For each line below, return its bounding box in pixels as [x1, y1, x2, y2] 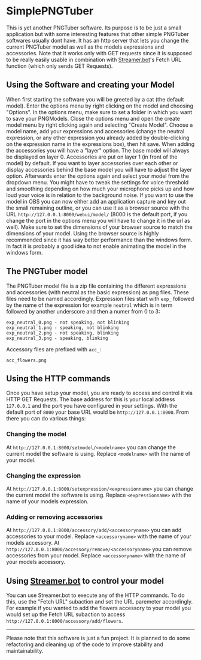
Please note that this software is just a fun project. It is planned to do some [6, 635, 190, 642]
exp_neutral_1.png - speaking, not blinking [6, 324, 119, 331]
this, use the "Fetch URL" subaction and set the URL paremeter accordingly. [6, 598, 193, 605]
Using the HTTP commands [6, 374, 111, 384]
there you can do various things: [6, 415, 86, 422]
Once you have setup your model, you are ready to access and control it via [6, 389, 193, 397]
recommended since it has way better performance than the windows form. [6, 236, 193, 243]
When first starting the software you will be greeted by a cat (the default [6, 95, 184, 103]
